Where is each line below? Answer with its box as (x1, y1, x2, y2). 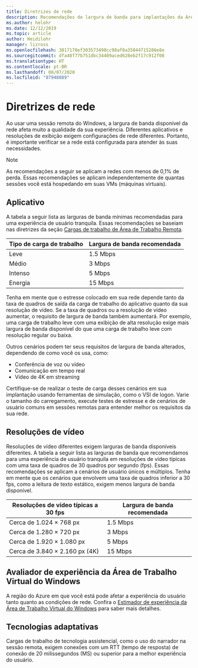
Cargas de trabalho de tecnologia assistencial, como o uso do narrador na (6, 637, 186, 645)
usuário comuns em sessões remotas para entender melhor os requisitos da (6, 404, 191, 411)
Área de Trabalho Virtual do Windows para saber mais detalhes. (6, 605, 161, 612)
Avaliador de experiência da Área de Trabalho (6, 567, 177, 577)
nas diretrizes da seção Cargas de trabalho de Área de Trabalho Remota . (6, 225, 183, 233)
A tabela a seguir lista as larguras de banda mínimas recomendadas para (6, 213, 183, 220)
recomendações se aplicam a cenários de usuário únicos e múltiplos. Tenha (6, 468, 190, 475)
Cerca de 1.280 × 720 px (9, 528, 80, 536)
